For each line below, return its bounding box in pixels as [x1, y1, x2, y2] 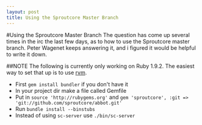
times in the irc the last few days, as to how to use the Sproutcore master [6, 38, 190, 45]
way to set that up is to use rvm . [6, 69, 87, 76]
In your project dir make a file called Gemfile [15, 87, 127, 94]
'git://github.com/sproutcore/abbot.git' [15, 100, 122, 106]
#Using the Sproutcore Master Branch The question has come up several [6, 31, 190, 38]
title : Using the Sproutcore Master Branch [6, 15, 119, 21]
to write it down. [6, 50, 47, 58]
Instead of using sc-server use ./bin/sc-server [15, 112, 135, 119]
